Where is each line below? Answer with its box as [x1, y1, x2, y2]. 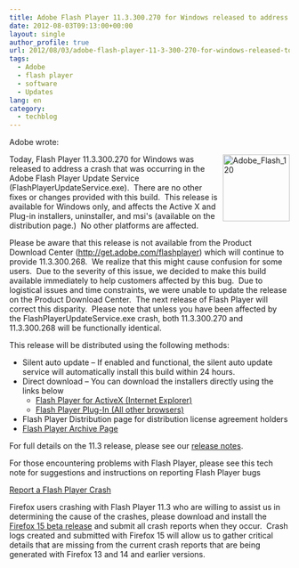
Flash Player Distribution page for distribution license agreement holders [21, 414, 288, 425]
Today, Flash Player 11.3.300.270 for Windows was [9, 154, 194, 165]
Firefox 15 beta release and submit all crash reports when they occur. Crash [9, 521, 289, 531]
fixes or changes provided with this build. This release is [9, 192, 218, 203]
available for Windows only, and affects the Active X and [9, 201, 216, 212]
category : [9, 104, 46, 113]
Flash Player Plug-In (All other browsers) [35, 404, 184, 415]
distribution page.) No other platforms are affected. [9, 220, 198, 231]
